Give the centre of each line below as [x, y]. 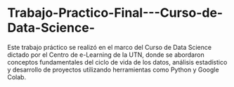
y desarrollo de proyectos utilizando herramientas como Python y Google [113, 69]
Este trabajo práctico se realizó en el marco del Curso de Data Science [110, 47]
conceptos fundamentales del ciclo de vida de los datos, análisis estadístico [117, 62]
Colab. [17, 77]
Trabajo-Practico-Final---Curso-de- [115, 13]
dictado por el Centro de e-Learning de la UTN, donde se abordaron [106, 55]
